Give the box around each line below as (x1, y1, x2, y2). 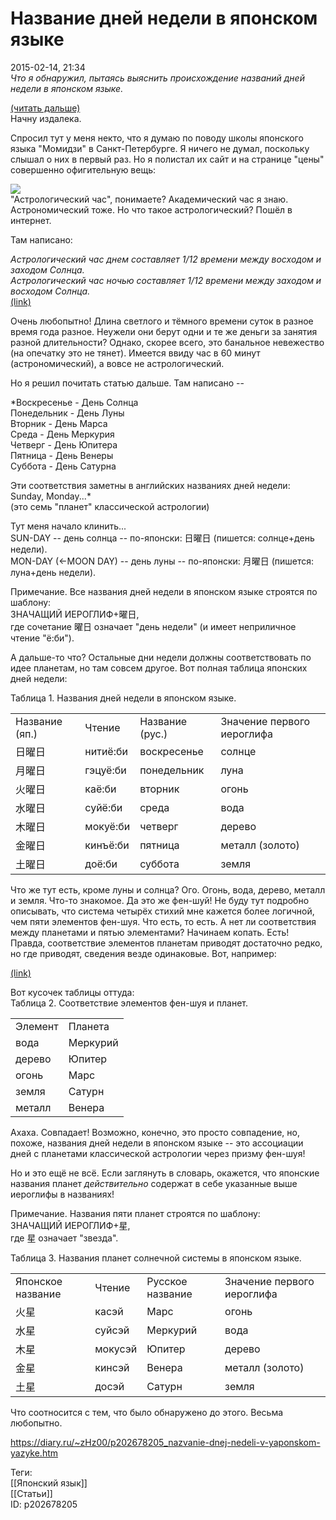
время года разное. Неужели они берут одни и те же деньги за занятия (10, 325, 318, 337)
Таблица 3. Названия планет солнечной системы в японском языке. (10, 1252, 302, 1264)
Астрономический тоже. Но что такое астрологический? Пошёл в (10, 203, 293, 216)
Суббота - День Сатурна (10, 460, 117, 472)
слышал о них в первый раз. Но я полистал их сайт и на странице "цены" (10, 153, 325, 165)
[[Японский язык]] (10, 1477, 88, 1489)
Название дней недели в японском (10, 7, 318, 30)
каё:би (84, 782, 117, 796)
